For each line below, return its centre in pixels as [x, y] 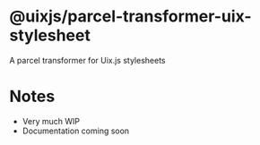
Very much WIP [51, 121]
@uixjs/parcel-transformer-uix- [130, 17]
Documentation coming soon [76, 131]
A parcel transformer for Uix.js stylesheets [87, 60]
